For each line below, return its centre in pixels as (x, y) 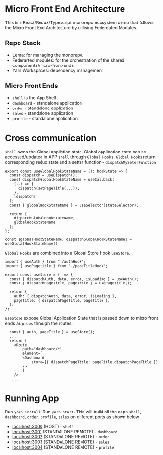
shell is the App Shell (34, 97)
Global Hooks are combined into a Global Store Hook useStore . (68, 253)
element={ (32, 353)
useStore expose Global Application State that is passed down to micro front (82, 318)
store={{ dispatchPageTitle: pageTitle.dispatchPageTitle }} (95, 362)
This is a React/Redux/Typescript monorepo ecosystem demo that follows (79, 22)
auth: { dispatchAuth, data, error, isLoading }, (65, 296)
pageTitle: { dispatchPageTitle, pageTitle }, (62, 300)
